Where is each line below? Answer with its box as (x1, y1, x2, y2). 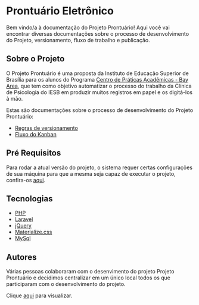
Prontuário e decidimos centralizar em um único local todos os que (6, 274, 171, 281)
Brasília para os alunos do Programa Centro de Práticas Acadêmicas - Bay (6, 76, 189, 83)
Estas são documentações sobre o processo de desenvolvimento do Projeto (6, 106, 194, 114)
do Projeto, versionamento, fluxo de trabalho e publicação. (6, 36, 150, 43)
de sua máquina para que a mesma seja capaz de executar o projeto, (6, 170, 176, 177)
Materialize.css (14, 228, 52, 236)
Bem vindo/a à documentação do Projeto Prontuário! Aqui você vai (6, 24, 170, 31)
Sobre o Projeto (6, 54, 65, 64)
